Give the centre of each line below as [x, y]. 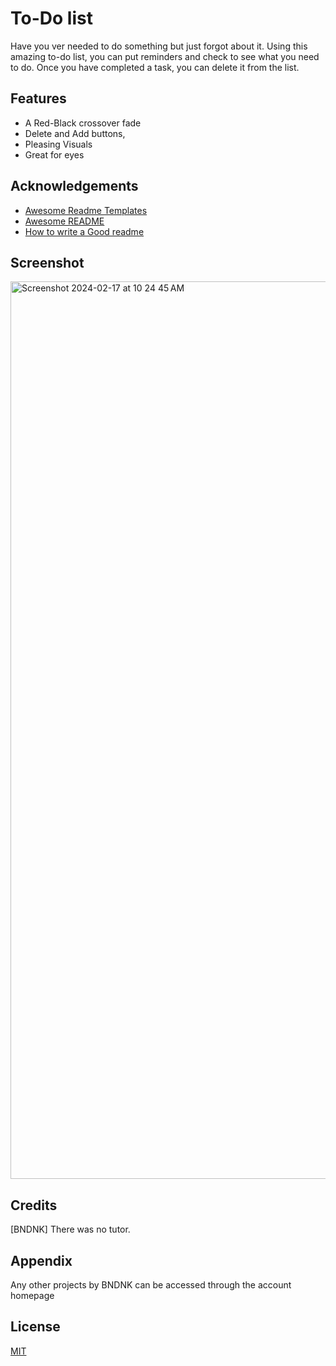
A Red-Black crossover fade [83, 123]
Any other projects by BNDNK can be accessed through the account [151, 1285]
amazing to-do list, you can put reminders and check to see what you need [165, 56]
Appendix [41, 1260]
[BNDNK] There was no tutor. [70, 1229]
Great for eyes [54, 154]
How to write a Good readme [84, 231]
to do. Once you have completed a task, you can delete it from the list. [155, 67]
